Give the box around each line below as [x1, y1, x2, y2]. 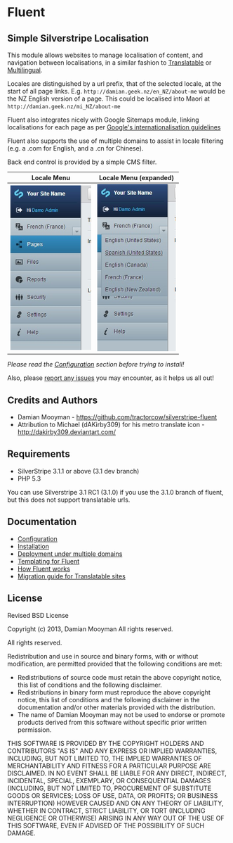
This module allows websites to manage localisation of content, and [7, 51, 204, 59]
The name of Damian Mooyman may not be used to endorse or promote [17, 710, 226, 718]
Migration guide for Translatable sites [17, 571, 126, 581]
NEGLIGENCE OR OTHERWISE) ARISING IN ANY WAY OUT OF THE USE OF [7, 813, 225, 822]
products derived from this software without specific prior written [17, 718, 207, 726]
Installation [17, 542, 50, 550]
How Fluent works [17, 564, 70, 573]
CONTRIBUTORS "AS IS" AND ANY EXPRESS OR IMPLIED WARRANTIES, [7, 747, 218, 755]
